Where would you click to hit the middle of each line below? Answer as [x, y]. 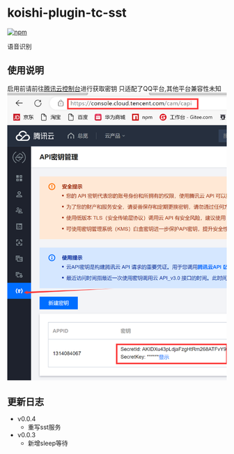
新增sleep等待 [48, 444]
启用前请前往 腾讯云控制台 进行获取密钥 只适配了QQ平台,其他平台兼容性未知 [114, 88]
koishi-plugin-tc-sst [67, 13]
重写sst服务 [44, 427]
